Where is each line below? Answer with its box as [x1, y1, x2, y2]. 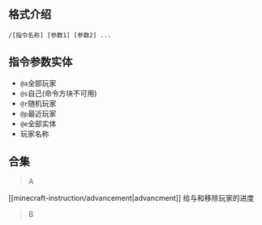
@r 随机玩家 [19, 98, 57, 108]
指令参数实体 [8, 55, 73, 69]
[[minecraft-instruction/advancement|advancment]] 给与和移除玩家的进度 [8, 193, 255, 203]
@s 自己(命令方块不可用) [19, 88, 97, 98]
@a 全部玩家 [19, 78, 57, 87]
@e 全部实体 [19, 118, 57, 128]
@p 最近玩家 [19, 108, 57, 118]
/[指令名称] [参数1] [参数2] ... [8, 31, 112, 39]
